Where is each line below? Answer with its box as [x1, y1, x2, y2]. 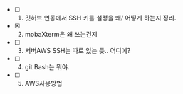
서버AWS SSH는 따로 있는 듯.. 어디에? [24, 47, 131, 54]
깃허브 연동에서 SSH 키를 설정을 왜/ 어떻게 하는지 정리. [24, 13, 177, 22]
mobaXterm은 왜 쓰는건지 [24, 30, 98, 38]
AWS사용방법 [24, 79, 63, 87]
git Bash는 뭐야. [24, 63, 70, 71]
